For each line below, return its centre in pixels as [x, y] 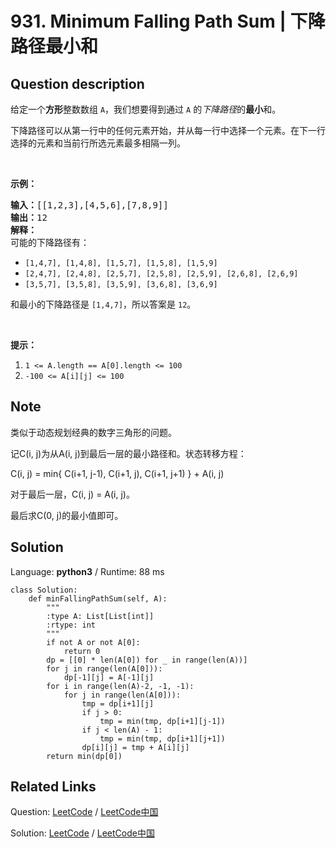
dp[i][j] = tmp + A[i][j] [135, 747]
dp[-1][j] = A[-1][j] [109, 677]
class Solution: [44, 590]
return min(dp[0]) [84, 756]
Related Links [53, 787]
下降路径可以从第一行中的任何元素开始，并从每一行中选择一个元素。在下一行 [168, 130]
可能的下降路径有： [50, 242]
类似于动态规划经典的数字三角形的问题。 [93, 432]
